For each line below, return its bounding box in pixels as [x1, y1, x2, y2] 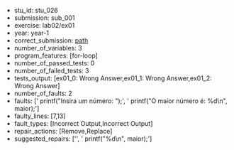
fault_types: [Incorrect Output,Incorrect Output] [13, 119, 153, 127]
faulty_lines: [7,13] [13, 112, 66, 120]
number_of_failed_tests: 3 [13, 67, 89, 75]
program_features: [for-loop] [13, 51, 98, 60]
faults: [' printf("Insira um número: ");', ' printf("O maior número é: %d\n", [13, 97, 228, 105]
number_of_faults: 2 [13, 89, 72, 97]
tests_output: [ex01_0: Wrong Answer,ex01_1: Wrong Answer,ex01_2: [13, 74, 213, 82]
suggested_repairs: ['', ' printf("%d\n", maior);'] [13, 134, 152, 143]
